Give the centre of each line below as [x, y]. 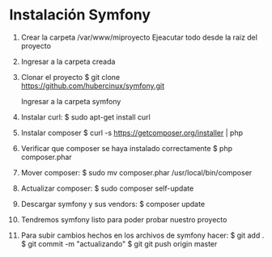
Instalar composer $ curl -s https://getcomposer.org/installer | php [132, 133]
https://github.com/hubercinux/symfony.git [93, 86]
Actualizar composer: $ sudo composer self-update [107, 188]
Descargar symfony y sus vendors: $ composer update [113, 204]
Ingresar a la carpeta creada [68, 61]
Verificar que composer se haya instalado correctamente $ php [127, 148]
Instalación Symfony [80, 15]
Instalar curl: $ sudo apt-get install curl [85, 117]
